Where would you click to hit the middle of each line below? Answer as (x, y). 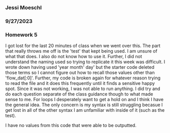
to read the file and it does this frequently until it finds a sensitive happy (80, 83)
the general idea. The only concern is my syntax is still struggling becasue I (84, 105)
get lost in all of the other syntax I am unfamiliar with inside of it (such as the (85, 110)
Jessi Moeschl (24, 8)
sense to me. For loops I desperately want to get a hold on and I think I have (84, 100)
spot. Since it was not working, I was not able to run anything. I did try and (83, 89)
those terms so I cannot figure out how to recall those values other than (80, 73)
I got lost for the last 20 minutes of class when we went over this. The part (83, 46)
